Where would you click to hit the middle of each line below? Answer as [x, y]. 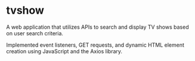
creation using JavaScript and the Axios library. [64, 51]
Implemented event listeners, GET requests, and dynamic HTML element [95, 45]
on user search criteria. [35, 33]
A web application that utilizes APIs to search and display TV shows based [97, 27]
